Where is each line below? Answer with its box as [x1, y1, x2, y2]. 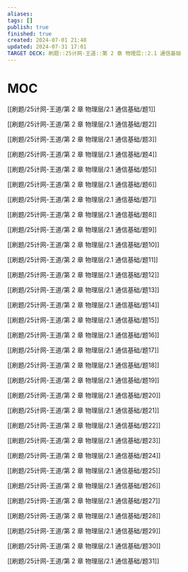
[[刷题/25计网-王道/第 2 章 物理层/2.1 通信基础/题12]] [7, 270, 160, 279]
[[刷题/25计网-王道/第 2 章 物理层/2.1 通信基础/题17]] [7, 345, 159, 354]
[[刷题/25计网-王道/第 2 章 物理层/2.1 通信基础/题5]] [7, 164, 157, 174]
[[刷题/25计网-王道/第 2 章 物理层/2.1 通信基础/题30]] [7, 542, 161, 550]
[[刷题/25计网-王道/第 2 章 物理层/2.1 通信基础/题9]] [7, 225, 157, 234]
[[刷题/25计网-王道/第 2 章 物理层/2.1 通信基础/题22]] [7, 421, 161, 430]
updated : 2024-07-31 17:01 [7, 43, 87, 50]
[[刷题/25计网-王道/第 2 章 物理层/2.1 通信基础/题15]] [7, 315, 160, 324]
